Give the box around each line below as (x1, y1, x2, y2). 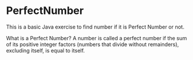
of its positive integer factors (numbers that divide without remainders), (6, 41, 179, 48)
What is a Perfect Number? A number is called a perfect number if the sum (6, 34, 187, 41)
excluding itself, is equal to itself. (6, 47, 85, 54)
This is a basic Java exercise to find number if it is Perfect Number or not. (6, 23, 185, 30)
